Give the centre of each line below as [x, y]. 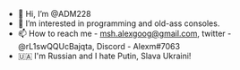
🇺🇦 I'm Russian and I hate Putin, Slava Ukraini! [104, 56]
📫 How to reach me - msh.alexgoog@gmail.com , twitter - [124, 33]
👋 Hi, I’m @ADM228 [54, 14]
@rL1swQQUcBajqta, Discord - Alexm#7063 [99, 46]
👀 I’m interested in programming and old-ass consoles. [119, 23]
